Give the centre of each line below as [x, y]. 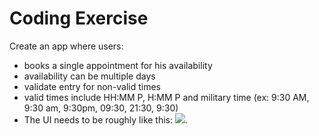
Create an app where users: [66, 46]
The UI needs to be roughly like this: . [106, 119]
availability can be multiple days [89, 76]
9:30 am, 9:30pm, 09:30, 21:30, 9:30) [101, 108]
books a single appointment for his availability [118, 65]
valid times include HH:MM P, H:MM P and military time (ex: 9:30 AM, [166, 97]
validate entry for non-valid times [92, 86]
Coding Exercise [79, 18]
